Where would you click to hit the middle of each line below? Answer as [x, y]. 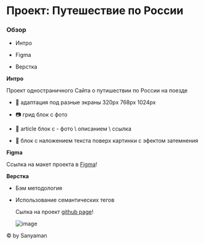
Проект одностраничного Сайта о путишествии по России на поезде [97, 91]
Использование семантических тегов [65, 200]
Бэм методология [39, 188]
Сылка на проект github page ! [54, 212]
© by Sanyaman [27, 236]
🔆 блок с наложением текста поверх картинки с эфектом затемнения [107, 141]
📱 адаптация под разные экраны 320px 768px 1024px [85, 102]
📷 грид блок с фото [41, 115]
